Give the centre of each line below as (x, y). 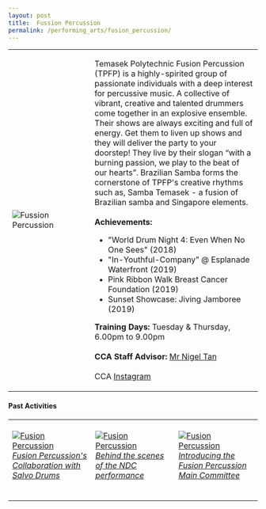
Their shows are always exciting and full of (174, 123)
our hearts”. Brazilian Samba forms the (167, 173)
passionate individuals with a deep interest (174, 84)
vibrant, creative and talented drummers (169, 104)
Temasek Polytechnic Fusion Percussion (169, 64)
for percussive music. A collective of (162, 93)
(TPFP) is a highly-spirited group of (161, 74)
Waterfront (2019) (142, 270)
